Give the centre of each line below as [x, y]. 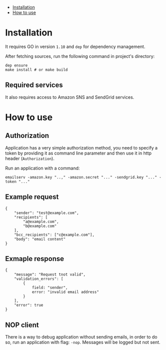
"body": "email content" [40, 239]
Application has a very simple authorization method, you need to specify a [82, 147]
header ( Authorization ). [30, 158]
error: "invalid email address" [65, 292]
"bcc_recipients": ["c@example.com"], [54, 234]
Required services [34, 85]
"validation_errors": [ [39, 279]
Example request [32, 197]
